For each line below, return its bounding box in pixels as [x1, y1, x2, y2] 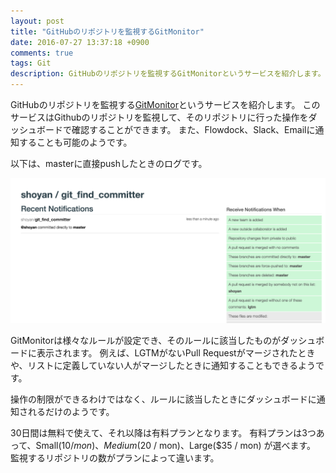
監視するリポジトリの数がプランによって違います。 [10, 452, 220, 464]
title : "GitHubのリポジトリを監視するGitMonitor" [10, 26, 205, 37]
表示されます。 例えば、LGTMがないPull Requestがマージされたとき [36, 347, 316, 359]
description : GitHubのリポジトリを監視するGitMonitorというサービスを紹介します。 [10, 69, 326, 79]
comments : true [10, 48, 74, 58]
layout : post [10, 16, 65, 26]
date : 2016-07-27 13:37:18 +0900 [10, 37, 150, 47]
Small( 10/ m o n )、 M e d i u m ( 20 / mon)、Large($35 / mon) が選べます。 [35, 440, 317, 452]
